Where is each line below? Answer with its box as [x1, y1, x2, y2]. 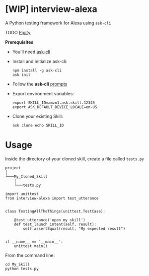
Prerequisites [5, 39, 34, 45]
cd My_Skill [5, 262, 30, 267]
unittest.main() [14, 243, 48, 249]
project [5, 165, 21, 170]
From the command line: [5, 252, 55, 258]
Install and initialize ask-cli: [12, 58, 68, 64]
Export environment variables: [12, 90, 74, 96]
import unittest [5, 191, 39, 197]
